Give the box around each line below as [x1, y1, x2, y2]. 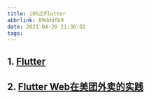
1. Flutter [7, 55, 46, 67]
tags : [7, 29, 23, 37]
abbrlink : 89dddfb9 [7, 17, 64, 24]
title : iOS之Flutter [7, 10, 66, 17]
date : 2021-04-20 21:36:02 [7, 23, 86, 30]
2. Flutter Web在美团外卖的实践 [7, 81, 144, 93]
